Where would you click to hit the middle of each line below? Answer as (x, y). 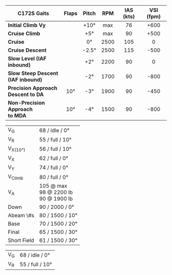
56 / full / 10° (55, 149)
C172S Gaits (34, 13)
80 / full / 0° (54, 177)
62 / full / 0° (54, 159)
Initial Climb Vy (27, 25)
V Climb (16, 177)
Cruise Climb (24, 34)
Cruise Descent (27, 50)
